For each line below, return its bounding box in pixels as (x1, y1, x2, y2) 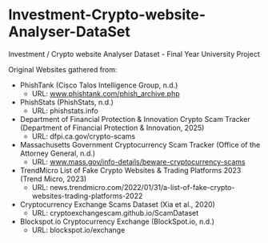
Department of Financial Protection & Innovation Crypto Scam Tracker (19, 114, 250, 124)
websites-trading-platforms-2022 (31, 191, 143, 200)
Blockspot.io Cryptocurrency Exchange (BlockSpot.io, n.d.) (19, 217, 214, 226)
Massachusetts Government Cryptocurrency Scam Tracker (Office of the (19, 140, 261, 149)
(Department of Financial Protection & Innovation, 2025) (19, 123, 205, 132)
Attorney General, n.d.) (19, 148, 96, 158)
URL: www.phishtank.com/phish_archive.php (31, 88, 180, 98)
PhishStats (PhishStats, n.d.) (19, 97, 114, 107)
